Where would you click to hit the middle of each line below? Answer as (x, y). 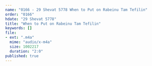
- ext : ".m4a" (20, 38)
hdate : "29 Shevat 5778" (31, 19)
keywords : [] (19, 28)
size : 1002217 (24, 47)
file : (11, 33)
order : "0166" (20, 14)
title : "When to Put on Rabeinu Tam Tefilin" (53, 24)
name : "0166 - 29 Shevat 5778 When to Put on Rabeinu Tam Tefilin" (76, 10)
